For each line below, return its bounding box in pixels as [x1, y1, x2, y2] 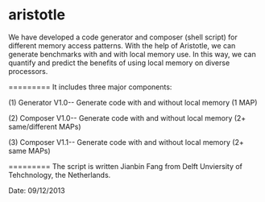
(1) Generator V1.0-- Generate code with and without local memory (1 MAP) [8, 97, 258, 107]
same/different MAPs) [8, 122, 81, 131]
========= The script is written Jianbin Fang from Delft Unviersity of [8, 161, 243, 171]
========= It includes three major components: [8, 82, 172, 92]
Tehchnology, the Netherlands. [8, 170, 111, 179]
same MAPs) [8, 146, 51, 155]
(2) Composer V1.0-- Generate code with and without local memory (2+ [8, 113, 246, 122]
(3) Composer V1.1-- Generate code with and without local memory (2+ [8, 137, 244, 146]
